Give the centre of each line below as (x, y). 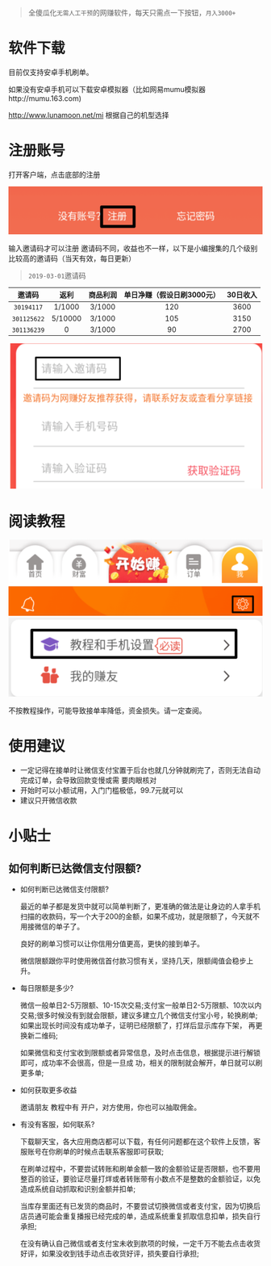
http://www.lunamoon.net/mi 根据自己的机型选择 (89, 115)
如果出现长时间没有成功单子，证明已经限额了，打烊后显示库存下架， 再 (138, 1025)
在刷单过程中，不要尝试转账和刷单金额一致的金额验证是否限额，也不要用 (140, 1169)
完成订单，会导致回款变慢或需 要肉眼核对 (88, 780)
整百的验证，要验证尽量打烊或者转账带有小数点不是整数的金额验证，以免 (140, 1179)
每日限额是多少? (47, 988)
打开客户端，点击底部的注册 (54, 174)
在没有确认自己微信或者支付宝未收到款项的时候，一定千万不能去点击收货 (140, 1243)
